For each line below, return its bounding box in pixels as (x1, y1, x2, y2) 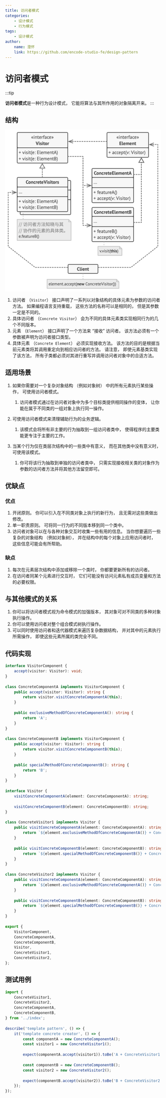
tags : (5, 29, 16, 34)
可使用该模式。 (12, 449, 43, 455)
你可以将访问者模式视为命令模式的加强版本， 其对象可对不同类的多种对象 (12, 609, 161, 615)
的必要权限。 (12, 579, 39, 585)
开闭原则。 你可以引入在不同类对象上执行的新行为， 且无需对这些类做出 (12, 510, 158, 516)
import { (5, 989, 23, 995)
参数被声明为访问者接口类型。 (12, 334, 73, 340)
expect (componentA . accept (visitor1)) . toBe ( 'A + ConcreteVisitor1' (23, 1052, 163, 1057)
